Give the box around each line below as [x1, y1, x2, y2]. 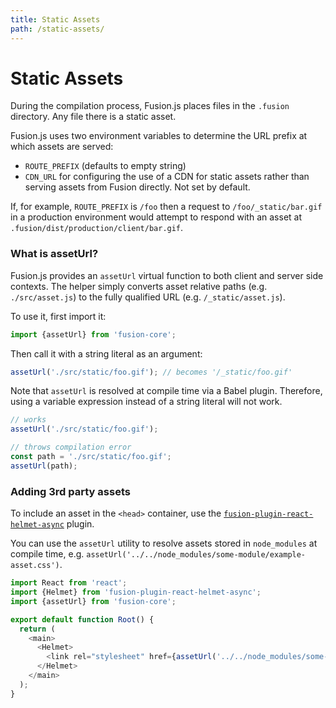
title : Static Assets [10, 14, 101, 25]
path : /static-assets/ [10, 24, 105, 34]
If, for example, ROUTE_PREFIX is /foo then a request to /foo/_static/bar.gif [10, 201, 323, 213]
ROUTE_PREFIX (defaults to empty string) [24, 160, 187, 172]
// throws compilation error [10, 442, 132, 453]
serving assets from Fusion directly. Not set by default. [24, 181, 251, 193]
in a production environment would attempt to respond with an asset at [10, 211, 302, 223]
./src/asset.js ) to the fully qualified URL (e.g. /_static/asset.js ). [10, 291, 286, 303]
